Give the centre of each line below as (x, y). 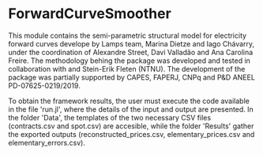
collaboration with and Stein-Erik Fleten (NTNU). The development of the (127, 68)
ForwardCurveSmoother (90, 14)
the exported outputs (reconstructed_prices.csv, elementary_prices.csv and (131, 134)
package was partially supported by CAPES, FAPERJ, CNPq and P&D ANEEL (131, 77)
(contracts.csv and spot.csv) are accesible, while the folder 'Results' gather (131, 126)
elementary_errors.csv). (47, 142)
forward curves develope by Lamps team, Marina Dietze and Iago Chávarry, (131, 43)
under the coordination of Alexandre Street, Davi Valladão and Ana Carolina (131, 52)
